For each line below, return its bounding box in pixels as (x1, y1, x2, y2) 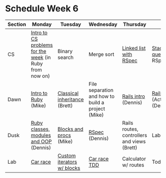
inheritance (57, 96, 84, 103)
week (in (31, 54, 51, 61)
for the (31, 47, 46, 54)
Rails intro (122, 92, 145, 99)
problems (31, 42, 53, 48)
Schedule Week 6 (5, 3, 79, 14)
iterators (57, 158, 78, 165)
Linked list (122, 44, 146, 51)
